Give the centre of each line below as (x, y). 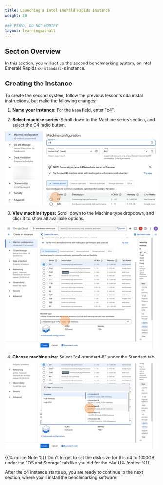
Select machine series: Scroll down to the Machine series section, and (83, 119)
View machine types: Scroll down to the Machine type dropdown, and (83, 213)
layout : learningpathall (30, 31)
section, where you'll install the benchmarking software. (61, 477)
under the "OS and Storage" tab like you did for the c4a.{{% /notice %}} (77, 463)
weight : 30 (16, 15)
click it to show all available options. (48, 218)
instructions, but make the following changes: (51, 101)
